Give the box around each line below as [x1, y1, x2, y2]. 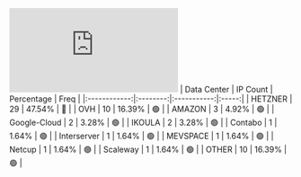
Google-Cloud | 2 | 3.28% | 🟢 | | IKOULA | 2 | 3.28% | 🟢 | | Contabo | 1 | [9, 117, 278, 128]
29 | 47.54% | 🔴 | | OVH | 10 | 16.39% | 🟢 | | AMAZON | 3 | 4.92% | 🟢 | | [9, 103, 275, 114]
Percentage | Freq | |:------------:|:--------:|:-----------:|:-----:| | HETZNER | [9, 93, 293, 104]
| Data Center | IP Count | [179, 84, 273, 94]
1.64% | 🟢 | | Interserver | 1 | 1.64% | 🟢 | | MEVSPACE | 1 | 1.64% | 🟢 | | [9, 130, 274, 141]
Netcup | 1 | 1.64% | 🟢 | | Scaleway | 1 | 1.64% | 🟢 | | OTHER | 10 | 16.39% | [9, 144, 288, 155]
